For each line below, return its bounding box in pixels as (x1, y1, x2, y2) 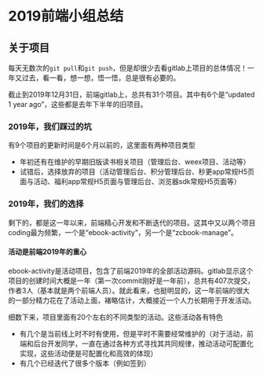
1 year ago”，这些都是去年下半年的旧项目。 (8, 100, 148, 108)
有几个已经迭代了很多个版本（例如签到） (19, 358, 151, 368)
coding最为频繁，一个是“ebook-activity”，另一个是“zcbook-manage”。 (8, 227, 238, 237)
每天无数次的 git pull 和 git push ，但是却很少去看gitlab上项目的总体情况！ (8, 64, 247, 72)
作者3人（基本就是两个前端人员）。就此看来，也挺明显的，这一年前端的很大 (8, 285, 250, 295)
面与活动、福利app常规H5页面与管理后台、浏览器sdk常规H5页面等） (19, 177, 241, 186)
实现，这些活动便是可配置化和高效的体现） (19, 348, 158, 358)
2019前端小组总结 (8, 7, 124, 25)
